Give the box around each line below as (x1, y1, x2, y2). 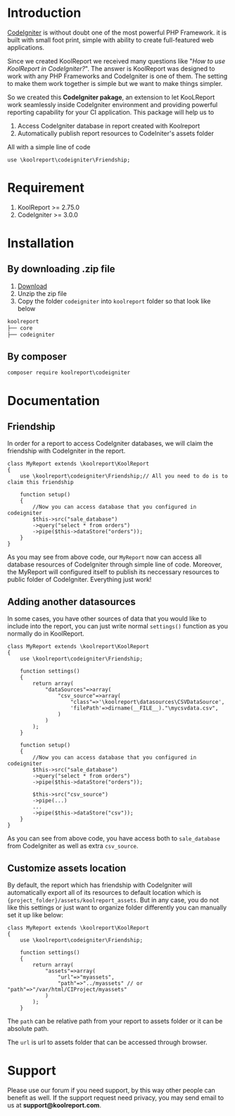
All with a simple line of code (7, 142, 91, 151)
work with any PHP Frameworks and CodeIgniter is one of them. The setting (7, 72, 228, 80)
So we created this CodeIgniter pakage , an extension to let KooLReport (7, 93, 215, 101)
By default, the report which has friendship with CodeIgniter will (7, 881, 192, 889)
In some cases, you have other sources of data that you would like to (7, 614, 207, 623)
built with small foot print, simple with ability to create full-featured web (7, 35, 215, 44)
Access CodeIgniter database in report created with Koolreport (17, 121, 201, 130)
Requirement (7, 180, 84, 196)
